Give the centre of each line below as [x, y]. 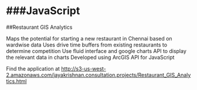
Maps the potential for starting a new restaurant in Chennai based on [89, 38]
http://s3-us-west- [84, 68]
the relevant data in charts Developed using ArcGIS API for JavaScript [90, 57]
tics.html [16, 81]
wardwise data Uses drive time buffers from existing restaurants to [87, 45]
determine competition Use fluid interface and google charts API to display [96, 51]
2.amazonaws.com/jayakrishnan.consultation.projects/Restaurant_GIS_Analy [98, 75]
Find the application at [33, 68]
